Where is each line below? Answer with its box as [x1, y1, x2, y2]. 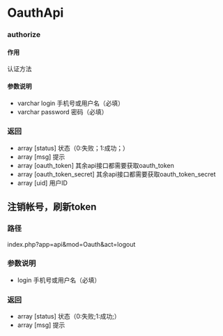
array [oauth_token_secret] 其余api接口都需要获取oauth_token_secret [17, 169, 216, 178]
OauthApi [7, 5, 64, 21]
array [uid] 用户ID [17, 178, 68, 187]
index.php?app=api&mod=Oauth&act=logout [7, 240, 136, 248]
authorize [7, 30, 40, 40]
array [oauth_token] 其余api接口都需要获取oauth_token [17, 161, 174, 169]
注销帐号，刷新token [7, 201, 97, 213]
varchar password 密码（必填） [17, 107, 108, 116]
